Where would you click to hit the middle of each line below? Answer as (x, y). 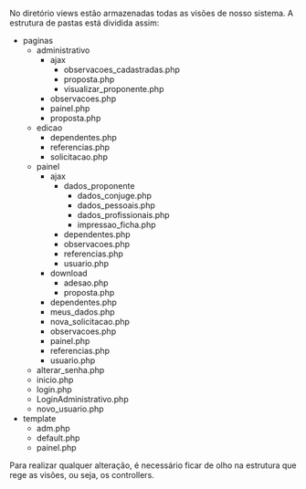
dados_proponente (99, 186)
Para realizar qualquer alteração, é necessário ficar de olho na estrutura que (153, 465)
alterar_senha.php (70, 370)
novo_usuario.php (70, 409)
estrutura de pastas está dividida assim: (84, 23)
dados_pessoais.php (116, 205)
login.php (54, 390)
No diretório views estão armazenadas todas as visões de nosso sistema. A (152, 13)
